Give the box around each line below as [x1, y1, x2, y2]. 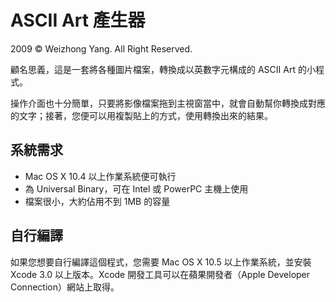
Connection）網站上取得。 [10, 281, 120, 293]
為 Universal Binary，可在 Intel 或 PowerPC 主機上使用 [24, 182, 249, 195]
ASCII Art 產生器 [10, 9, 146, 32]
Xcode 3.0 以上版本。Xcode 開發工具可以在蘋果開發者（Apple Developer [10, 268, 311, 280]
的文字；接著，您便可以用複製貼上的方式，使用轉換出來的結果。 [10, 109, 273, 121]
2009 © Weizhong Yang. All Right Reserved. [10, 42, 193, 55]
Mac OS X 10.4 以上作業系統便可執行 [24, 170, 177, 182]
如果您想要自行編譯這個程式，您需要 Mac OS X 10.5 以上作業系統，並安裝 [10, 256, 312, 268]
